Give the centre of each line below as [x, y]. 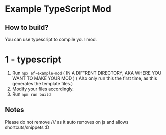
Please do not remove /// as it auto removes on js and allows [67, 122]
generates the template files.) [42, 83]
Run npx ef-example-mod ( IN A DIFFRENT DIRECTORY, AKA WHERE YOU [87, 73]
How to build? [27, 28]
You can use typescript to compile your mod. [51, 39]
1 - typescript [33, 59]
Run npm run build [32, 94]
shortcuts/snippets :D [27, 127]
